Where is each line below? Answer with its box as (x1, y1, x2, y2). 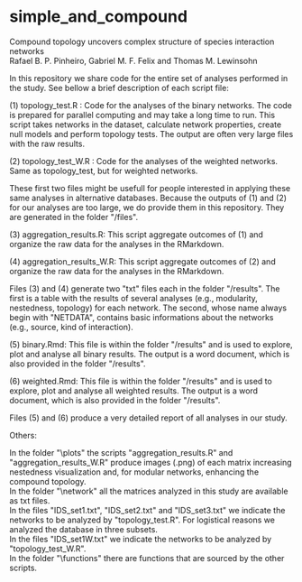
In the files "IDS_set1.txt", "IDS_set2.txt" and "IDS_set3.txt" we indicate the (9, 504, 286, 515)
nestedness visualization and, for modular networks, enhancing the (9, 467, 260, 477)
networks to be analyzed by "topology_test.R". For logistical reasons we (9, 514, 275, 525)
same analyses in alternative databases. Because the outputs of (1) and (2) (9, 192, 287, 203)
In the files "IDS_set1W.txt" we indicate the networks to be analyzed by (9, 533, 272, 544)
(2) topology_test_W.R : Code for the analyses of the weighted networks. (9, 155, 278, 166)
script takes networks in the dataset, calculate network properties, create (9, 119, 282, 130)
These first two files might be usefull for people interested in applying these (9, 182, 291, 193)
